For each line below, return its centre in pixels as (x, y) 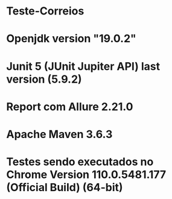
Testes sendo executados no (80, 162)
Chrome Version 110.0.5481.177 (86, 175)
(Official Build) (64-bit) (65, 188)
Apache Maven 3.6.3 (59, 134)
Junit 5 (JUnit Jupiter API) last (83, 66)
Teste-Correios (45, 11)
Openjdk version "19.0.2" (72, 39)
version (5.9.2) (44, 79)
